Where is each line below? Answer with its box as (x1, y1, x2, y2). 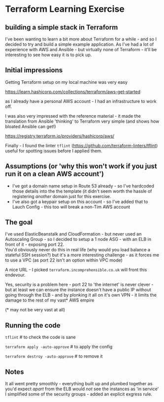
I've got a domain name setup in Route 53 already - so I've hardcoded (12, 183, 154, 189)
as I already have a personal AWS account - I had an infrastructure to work (5, 98, 157, 104)
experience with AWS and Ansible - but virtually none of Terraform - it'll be (5, 47, 157, 52)
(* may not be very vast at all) (5, 307, 66, 313)
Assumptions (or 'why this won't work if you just (5, 162, 158, 170)
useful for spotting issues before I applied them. (5, 148, 102, 154)
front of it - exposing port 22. (5, 241, 65, 247)
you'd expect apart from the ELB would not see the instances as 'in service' (5, 386, 159, 392)
